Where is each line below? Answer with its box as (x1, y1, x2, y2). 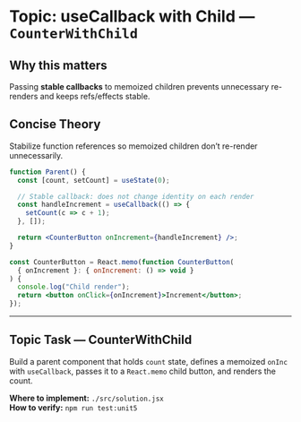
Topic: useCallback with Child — (9, 6, 255, 27)
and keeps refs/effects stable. (39, 91, 150, 101)
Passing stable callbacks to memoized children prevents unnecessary (9, 82, 270, 91)
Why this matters (9, 57, 107, 73)
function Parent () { (9, 168, 87, 177)
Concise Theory (9, 116, 101, 132)
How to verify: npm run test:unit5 (9, 401, 138, 413)
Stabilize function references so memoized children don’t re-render (9, 141, 258, 151)
